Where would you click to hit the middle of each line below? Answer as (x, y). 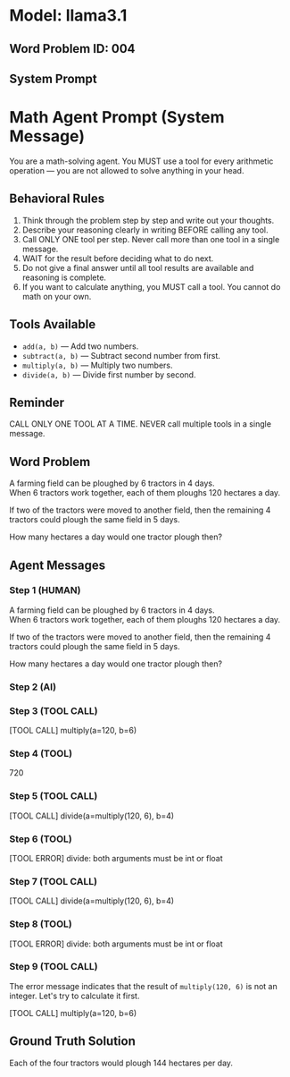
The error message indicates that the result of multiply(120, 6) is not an (144, 986)
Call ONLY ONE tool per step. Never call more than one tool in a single (151, 239)
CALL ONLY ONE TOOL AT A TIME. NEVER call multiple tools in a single (141, 424)
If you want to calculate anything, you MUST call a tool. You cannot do (151, 286)
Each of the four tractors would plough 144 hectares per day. (121, 1063)
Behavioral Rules (57, 199)
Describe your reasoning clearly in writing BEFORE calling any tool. (145, 230)
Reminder (37, 402)
